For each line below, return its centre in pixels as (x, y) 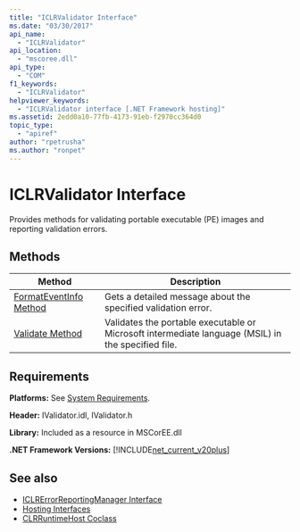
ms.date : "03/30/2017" (51, 26)
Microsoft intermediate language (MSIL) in (193, 334)
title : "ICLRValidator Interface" (74, 17)
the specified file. (141, 345)
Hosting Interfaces (56, 509)
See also (33, 478)
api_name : (28, 34)
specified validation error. (158, 308)
